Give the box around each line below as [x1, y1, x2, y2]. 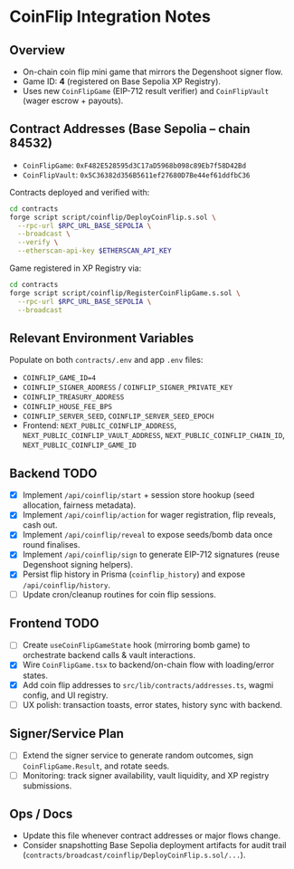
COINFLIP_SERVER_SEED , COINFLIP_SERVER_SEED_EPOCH [22, 410, 214, 422]
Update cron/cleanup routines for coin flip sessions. [22, 588, 217, 599]
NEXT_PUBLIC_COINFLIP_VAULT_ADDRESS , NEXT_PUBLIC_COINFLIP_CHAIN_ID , [22, 430, 285, 441]
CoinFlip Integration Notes [9, 6, 211, 27]
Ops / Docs [9, 806, 73, 821]
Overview [9, 43, 66, 58]
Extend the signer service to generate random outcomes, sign [22, 750, 253, 761]
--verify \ [17, 238, 59, 247]
